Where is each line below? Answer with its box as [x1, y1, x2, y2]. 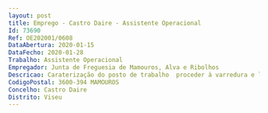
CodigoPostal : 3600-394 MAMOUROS [8, 78, 120, 86]
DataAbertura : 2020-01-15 [8, 41, 94, 49]
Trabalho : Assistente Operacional [8, 56, 124, 64]
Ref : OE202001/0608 [8, 33, 73, 42]
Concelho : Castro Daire [8, 85, 88, 94]
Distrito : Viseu [8, 93, 62, 101]
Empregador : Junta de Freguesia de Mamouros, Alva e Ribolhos [8, 64, 219, 72]
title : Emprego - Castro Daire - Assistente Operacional [8, 19, 202, 27]
